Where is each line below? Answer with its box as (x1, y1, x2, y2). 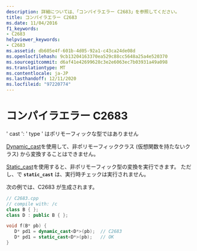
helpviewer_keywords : (6, 37, 61, 43)
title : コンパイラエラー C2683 (6, 14, 77, 20)
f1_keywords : (6, 25, 39, 32)
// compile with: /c (6, 201, 58, 207)
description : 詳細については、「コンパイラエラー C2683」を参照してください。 (6, 8, 180, 15)
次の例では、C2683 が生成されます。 (6, 183, 98, 190)
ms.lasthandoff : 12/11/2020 (6, 76, 77, 82)
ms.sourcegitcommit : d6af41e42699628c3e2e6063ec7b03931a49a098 (6, 59, 168, 65)
